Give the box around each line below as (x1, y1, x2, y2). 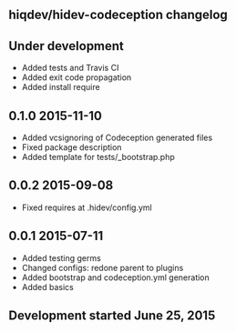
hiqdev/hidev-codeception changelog (8, 7, 229, 23)
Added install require (21, 82, 101, 93)
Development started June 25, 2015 (8, 308, 216, 324)
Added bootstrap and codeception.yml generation (21, 272, 210, 283)
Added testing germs (21, 252, 101, 263)
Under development (8, 38, 125, 54)
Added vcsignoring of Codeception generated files (21, 132, 213, 144)
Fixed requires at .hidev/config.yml (21, 202, 152, 213)
